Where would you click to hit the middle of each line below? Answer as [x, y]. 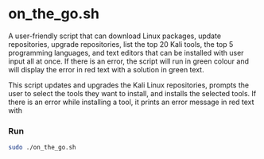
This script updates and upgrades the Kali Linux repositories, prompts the [128, 85]
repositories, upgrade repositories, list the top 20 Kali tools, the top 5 [121, 44]
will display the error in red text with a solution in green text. [106, 69]
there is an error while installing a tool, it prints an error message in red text [131, 102]
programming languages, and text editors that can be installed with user [126, 52]
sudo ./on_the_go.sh [43, 148]
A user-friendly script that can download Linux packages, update [115, 36]
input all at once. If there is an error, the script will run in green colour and [128, 61]
